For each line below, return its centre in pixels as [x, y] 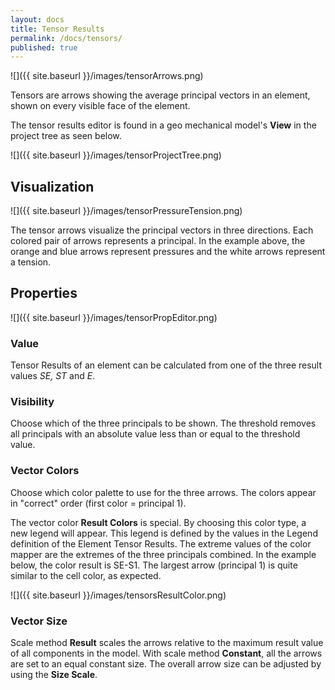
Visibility [32, 402]
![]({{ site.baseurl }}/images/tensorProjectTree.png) [116, 155]
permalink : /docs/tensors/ [66, 38]
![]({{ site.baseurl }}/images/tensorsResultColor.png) [118, 595]
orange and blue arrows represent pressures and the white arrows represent [168, 252]
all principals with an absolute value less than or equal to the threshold [155, 434]
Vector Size [39, 621]
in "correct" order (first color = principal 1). [98, 503]
